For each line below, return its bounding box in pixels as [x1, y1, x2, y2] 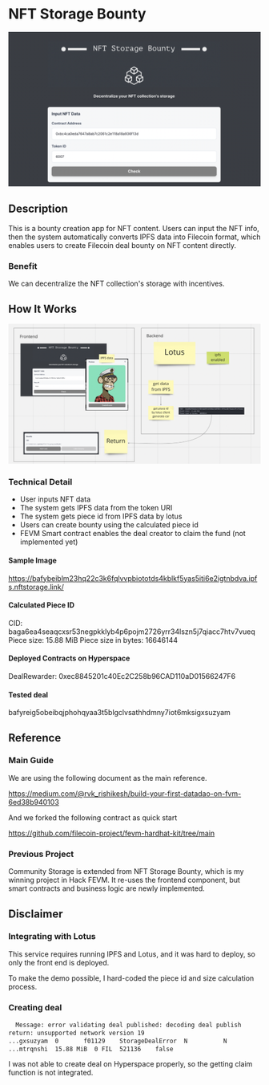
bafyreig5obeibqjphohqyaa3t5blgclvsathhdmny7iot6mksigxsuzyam [8, 708, 231, 717]
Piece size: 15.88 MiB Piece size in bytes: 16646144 [8, 635, 179, 644]
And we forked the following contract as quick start [8, 812, 178, 823]
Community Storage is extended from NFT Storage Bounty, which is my [8, 867, 244, 876]
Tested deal [8, 689, 49, 699]
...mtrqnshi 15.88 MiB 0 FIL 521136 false [8, 1045, 174, 1054]
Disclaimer [8, 907, 63, 920]
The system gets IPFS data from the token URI [19, 503, 173, 513]
